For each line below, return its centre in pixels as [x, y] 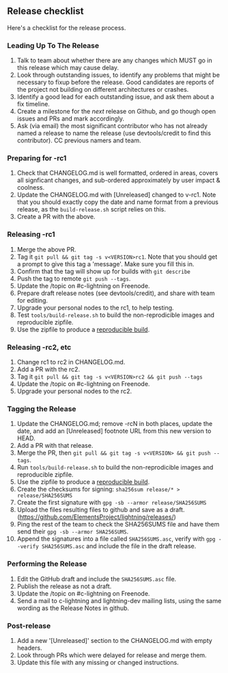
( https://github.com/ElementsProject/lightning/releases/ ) [96, 517]
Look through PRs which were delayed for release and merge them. [112, 655]
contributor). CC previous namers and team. [79, 140]
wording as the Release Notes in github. [73, 608]
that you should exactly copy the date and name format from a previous [117, 202]
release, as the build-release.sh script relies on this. [91, 209]
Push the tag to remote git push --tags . [74, 278]
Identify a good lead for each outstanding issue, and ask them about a [115, 97]
